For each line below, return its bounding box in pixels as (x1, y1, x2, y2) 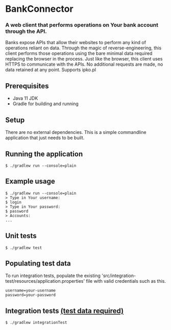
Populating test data (5, 259, 71, 267)
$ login (5, 200, 22, 205)
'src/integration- (101, 273, 136, 279)
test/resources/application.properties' (5, 278, 85, 284)
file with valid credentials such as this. (86, 278, 166, 284)
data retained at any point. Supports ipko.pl (5, 67, 96, 73)
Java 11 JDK (12, 95, 38, 102)
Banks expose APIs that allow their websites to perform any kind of (5, 40, 146, 46)
